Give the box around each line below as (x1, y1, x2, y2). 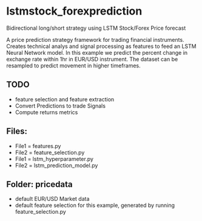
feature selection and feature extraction (15, 95, 115, 103)
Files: (6, 126, 27, 137)
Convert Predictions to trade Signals (15, 102, 106, 109)
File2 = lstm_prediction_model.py (15, 161, 98, 169)
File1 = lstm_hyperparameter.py (15, 155, 94, 162)
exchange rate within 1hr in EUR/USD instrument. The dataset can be (6, 55, 178, 63)
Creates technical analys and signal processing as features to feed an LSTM (6, 42, 197, 50)
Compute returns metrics (15, 108, 78, 116)
